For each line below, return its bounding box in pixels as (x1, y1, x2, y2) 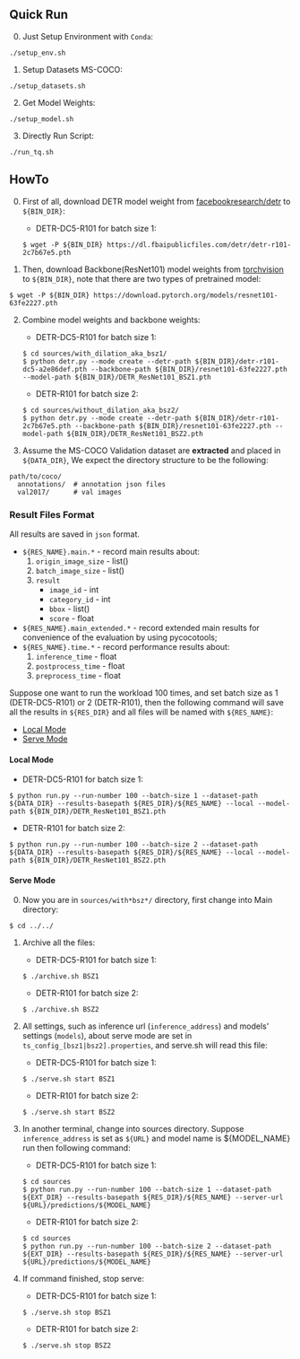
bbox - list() (48, 603, 90, 614)
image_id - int (48, 583, 99, 595)
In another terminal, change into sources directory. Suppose (21, 1124, 244, 1135)
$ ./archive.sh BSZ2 (21, 1005, 99, 1014)
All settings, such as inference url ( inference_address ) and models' (21, 1021, 270, 1031)
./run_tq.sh (9, 147, 54, 156)
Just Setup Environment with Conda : (21, 31, 154, 41)
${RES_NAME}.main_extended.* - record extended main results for (21, 622, 260, 633)
